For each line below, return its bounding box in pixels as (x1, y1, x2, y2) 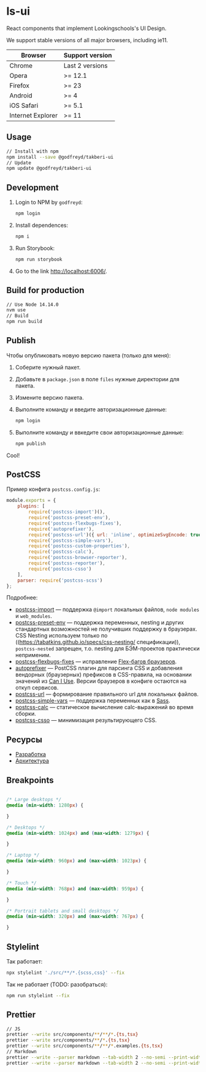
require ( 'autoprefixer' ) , (28, 526, 95, 532)
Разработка (15, 751, 46, 758)
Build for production (6, 285, 85, 295)
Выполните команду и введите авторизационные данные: (15, 406, 167, 413)
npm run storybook (15, 256, 63, 262)
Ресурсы (6, 734, 43, 745)
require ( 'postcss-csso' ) (28, 566, 92, 572)
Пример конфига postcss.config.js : (6, 485, 101, 493)
